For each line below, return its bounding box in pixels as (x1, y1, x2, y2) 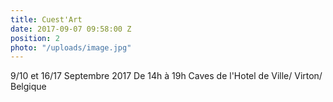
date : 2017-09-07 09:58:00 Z (10, 24, 132, 34)
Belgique (10, 81, 47, 93)
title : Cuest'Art (10, 14, 83, 25)
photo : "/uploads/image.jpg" (10, 42, 132, 53)
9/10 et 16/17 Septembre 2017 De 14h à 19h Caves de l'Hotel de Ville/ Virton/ (10, 70, 323, 82)
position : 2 (10, 33, 60, 43)
